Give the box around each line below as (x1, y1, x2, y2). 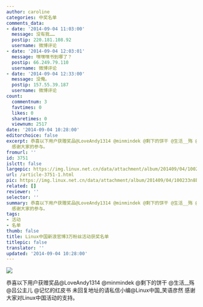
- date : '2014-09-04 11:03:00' (6, 25, 85, 32)
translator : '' (6, 245, 45, 251)
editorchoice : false (6, 132, 59, 139)
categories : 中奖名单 (6, 15, 57, 21)
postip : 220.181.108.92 (11, 37, 71, 43)
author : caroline (6, 8, 50, 15)
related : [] (6, 183, 36, 189)
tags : (6, 211, 20, 218)
